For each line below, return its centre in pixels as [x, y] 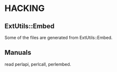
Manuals [18, 53]
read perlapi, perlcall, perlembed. [38, 64]
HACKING [25, 8]
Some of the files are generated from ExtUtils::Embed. [58, 37]
